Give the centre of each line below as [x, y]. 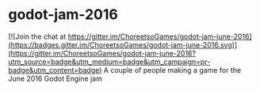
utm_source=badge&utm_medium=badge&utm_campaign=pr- [109, 62]
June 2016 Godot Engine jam [55, 78]
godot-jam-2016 [63, 15]
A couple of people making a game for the [172, 70]
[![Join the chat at [37, 36]
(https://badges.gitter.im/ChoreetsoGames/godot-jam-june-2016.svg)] [123, 44]
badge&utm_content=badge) [55, 70]
